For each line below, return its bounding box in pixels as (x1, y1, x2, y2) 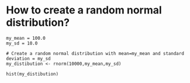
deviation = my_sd (6, 56, 51, 61)
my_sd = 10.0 (6, 40, 38, 46)
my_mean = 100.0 (6, 35, 46, 41)
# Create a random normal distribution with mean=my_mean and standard (6, 50, 184, 56)
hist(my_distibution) (6, 71, 59, 77)
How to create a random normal (6, 4, 162, 17)
